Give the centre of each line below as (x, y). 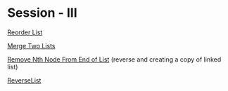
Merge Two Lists (31, 45)
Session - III (42, 13)
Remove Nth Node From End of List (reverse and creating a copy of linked (114, 59)
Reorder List (25, 32)
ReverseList (24, 80)
